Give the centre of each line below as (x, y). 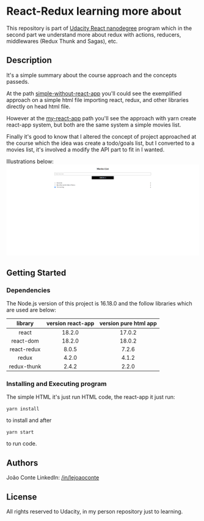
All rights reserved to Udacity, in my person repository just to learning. (95, 512)
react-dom (25, 341)
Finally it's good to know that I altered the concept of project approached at (101, 136)
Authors (22, 463)
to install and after (29, 420)
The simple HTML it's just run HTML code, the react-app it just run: (91, 397)
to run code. (22, 443)
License (22, 497)
